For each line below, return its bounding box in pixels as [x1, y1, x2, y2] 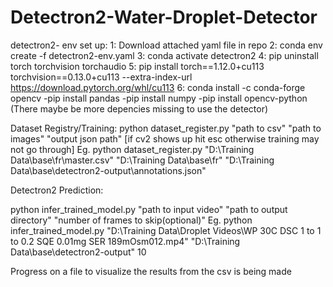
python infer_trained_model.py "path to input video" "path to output [10, 203, 288, 215]
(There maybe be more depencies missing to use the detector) [10, 102, 269, 115]
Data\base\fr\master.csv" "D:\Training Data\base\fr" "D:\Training [10, 154, 275, 166]
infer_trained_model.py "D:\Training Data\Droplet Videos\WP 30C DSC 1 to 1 [10, 224, 322, 236]
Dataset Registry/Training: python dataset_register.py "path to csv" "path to [10, 122, 322, 134]
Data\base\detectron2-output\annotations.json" [10, 164, 207, 176]
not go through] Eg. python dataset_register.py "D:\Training [10, 143, 255, 155]
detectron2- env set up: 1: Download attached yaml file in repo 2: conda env [10, 39, 323, 51]
